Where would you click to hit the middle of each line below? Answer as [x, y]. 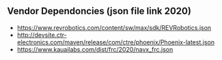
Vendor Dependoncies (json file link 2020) [99, 11]
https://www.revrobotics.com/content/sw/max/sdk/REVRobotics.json [114, 27]
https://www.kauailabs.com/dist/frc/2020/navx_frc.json [95, 49]
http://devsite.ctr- [42, 35]
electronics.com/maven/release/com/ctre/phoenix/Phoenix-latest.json [116, 42]
